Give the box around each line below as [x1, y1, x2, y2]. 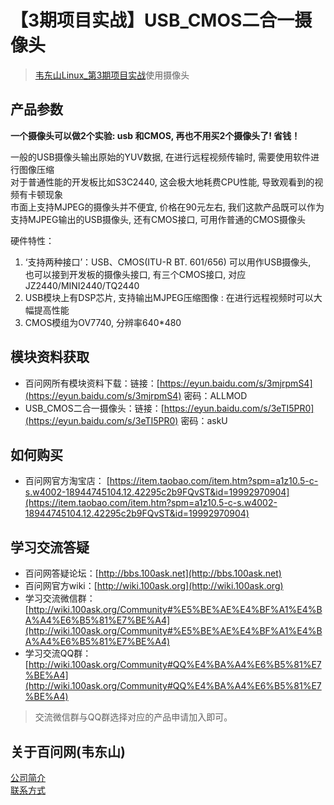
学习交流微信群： [24, 592, 96, 605]
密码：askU [180, 414, 228, 426]
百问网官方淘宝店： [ [24, 475, 110, 487]
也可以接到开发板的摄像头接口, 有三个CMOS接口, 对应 [24, 268, 247, 280]
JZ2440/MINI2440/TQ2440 [24, 279, 140, 291]
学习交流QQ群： [24, 647, 92, 660]
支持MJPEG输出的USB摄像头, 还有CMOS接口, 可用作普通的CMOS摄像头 [10, 213, 307, 225]
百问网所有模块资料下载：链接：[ [24, 377, 160, 389]
